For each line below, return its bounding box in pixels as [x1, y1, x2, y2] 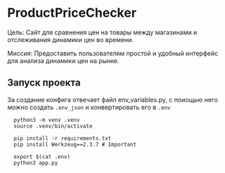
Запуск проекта [7, 77, 81, 89]
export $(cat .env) [13, 153, 71, 160]
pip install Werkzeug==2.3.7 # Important [13, 141, 137, 148]
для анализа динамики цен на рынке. [7, 56, 120, 64]
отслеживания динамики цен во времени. [7, 35, 134, 43]
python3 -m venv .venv [13, 116, 80, 123]
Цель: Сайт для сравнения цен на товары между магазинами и [7, 28, 198, 36]
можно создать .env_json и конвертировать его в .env [7, 103, 171, 111]
